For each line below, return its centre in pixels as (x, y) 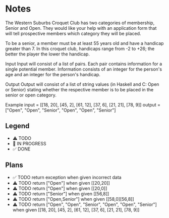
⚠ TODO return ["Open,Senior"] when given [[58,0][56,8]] (73, 199)
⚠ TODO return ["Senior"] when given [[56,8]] (61, 194)
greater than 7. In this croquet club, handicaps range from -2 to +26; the (80, 48)
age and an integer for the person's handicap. (53, 74)
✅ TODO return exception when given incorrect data (67, 177)
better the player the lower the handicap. (47, 54)
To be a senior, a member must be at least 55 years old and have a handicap (84, 43)
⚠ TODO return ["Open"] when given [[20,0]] (60, 188)
